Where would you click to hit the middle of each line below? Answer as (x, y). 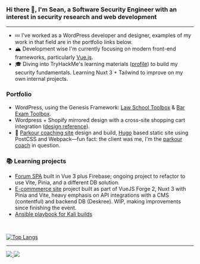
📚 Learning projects (36, 161)
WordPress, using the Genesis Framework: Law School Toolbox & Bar (100, 107)
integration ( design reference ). (52, 126)
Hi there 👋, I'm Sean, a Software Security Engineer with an (92, 10)
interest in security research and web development (82, 17)
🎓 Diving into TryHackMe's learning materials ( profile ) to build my (96, 64)
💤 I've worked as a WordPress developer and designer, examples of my (103, 36)
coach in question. (37, 145)
